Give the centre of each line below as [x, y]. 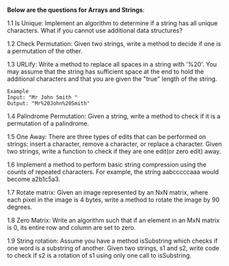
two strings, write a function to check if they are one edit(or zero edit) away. [114, 151]
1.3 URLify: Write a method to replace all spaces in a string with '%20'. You [112, 64]
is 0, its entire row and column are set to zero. [71, 228]
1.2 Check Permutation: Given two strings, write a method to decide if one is [114, 44]
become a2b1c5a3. [34, 179]
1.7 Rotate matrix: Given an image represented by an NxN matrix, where [108, 192]
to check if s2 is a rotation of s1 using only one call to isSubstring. [99, 255]
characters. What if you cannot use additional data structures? [95, 31]
